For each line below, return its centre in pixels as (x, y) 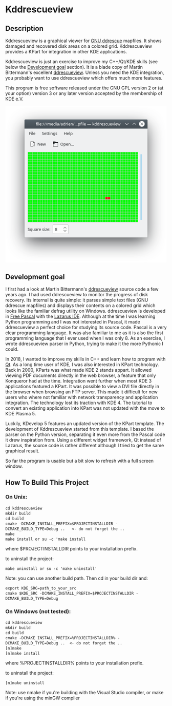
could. (12, 349)
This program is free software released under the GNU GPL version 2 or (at (84, 88)
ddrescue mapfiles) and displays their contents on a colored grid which (80, 306)
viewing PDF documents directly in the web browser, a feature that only (81, 375)
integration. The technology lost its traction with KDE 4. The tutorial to (79, 403)
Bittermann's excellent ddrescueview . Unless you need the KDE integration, (85, 72)
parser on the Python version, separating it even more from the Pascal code (85, 434)
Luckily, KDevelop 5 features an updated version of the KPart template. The (85, 424)
